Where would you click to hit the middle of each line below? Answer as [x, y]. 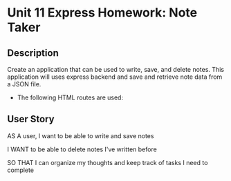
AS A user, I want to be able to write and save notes [81, 135]
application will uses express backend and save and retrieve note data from [115, 77]
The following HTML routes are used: [70, 97]
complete [21, 170]
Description [33, 53]
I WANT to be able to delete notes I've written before [82, 149]
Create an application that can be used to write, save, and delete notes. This [116, 69]
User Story [31, 119]
